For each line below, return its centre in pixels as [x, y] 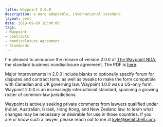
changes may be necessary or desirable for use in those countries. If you [78, 114]
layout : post [18, 18]
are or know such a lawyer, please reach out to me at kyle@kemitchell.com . [81, 119]
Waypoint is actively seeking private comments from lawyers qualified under [81, 104]
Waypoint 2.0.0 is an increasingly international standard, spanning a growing [82, 89]
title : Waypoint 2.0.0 [28, 9]
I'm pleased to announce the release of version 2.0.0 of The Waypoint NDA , [81, 59]
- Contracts [17, 37]
